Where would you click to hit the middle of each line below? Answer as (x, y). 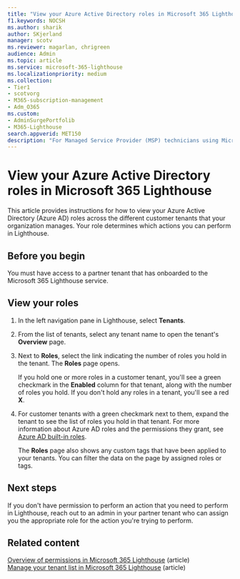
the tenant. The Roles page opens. (69, 363)
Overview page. (42, 342)
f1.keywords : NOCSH (36, 21)
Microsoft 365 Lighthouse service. (58, 281)
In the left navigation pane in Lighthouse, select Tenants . (101, 320)
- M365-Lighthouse (35, 127)
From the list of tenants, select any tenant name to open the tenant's (118, 334)
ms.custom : (24, 114)
